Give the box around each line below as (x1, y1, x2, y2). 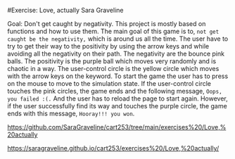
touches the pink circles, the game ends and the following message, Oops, (7, 87, 223, 95)
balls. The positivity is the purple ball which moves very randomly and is (7, 57, 217, 65)
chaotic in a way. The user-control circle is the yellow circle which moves (7, 65, 220, 72)
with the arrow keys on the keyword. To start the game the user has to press (7, 72, 229, 80)
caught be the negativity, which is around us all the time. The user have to (7, 34, 229, 43)
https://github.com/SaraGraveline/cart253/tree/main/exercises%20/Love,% (7, 123, 227, 131)
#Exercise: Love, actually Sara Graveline (7, 6, 124, 14)
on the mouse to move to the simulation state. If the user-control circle (7, 79, 212, 87)
